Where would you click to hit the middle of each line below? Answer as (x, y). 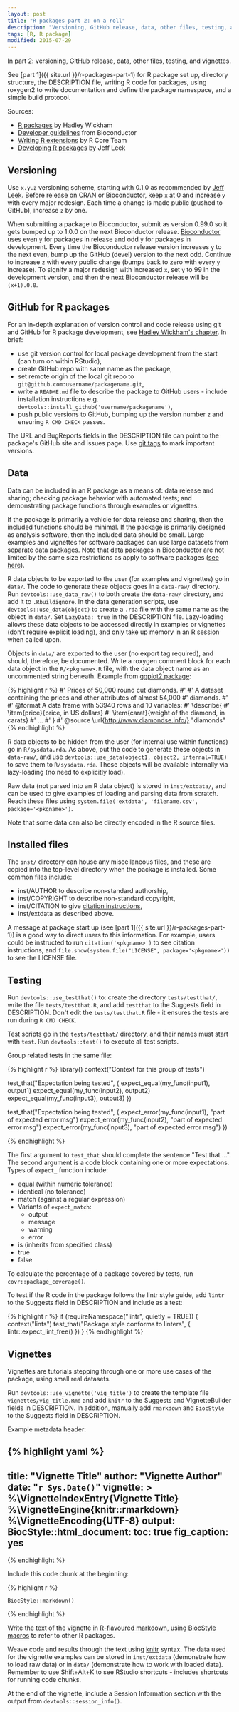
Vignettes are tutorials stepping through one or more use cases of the (110, 1371)
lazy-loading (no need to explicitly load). (67, 772)
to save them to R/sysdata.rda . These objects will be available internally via (118, 764)
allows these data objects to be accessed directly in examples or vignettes (117, 624)
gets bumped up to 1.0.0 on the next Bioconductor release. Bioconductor (114, 231)
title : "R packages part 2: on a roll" (67, 21)
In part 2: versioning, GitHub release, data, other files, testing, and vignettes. (119, 61)
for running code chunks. (44, 1680)
